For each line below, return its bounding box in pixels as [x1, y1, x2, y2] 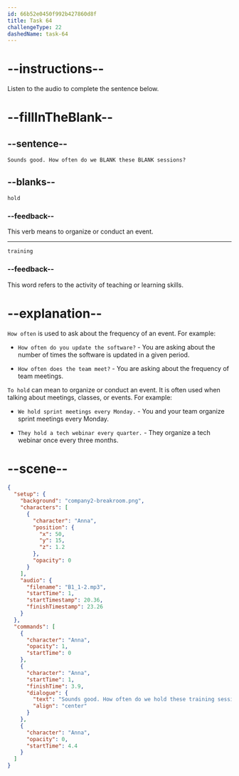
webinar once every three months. [17, 436, 119, 444]
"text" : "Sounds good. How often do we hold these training [33, 696, 215, 703]
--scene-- [7, 461, 68, 477]
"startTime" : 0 [26, 649, 72, 657]
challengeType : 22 [7, 23, 62, 31]
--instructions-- [7, 61, 105, 77]
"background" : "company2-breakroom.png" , [20, 498, 144, 505]
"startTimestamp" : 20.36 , [26, 597, 103, 604]
